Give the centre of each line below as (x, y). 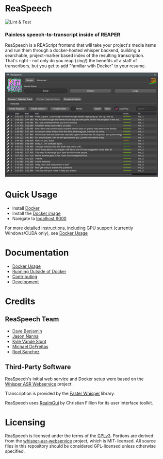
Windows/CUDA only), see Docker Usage (47, 233)
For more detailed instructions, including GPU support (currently (69, 228)
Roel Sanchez (26, 351)
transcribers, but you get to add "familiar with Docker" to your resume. (75, 66)
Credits (20, 301)
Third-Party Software (38, 367)
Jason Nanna (25, 336)
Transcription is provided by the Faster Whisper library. (60, 393)
